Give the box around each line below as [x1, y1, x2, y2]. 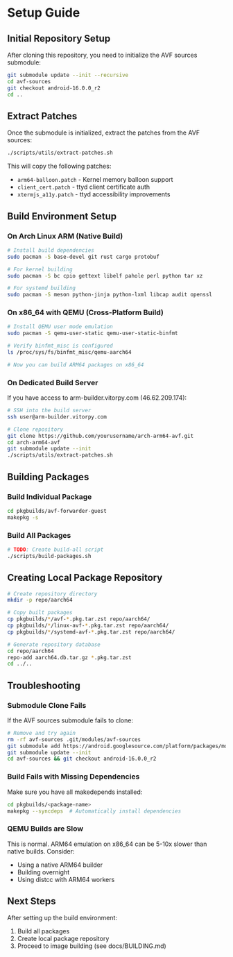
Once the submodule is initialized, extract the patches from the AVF [7, 128, 200, 137]
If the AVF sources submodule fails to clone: [7, 716, 134, 725]
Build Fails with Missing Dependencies [7, 772, 140, 781]
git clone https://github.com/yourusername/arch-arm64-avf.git [7, 432, 194, 439]
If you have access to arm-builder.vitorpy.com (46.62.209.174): [7, 393, 187, 402]
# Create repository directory [7, 590, 98, 598]
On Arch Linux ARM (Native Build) [7, 231, 123, 241]
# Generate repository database [7, 641, 101, 648]
